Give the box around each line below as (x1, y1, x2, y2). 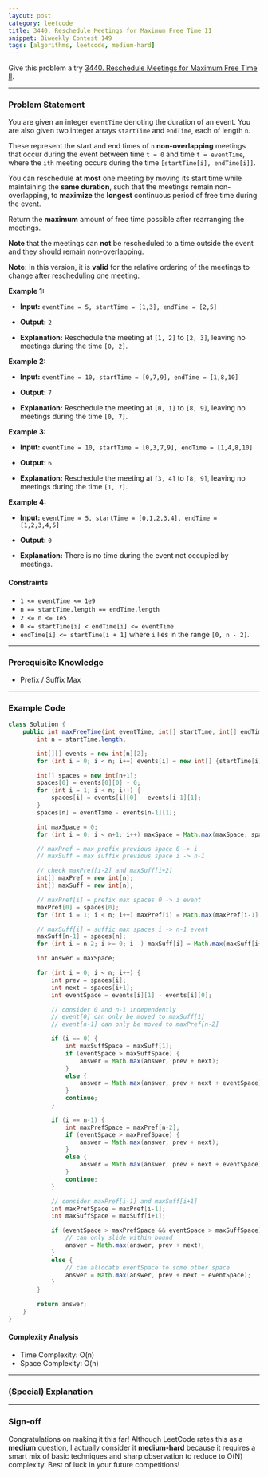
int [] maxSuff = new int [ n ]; (37, 881, 134, 890)
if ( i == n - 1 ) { (50, 1115, 105, 1124)
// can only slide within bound (65, 1234, 173, 1242)
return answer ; (37, 1301, 88, 1309)
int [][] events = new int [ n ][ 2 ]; (37, 750, 148, 758)
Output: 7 (19, 388, 52, 398)
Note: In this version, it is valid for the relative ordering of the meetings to (8, 263, 250, 272)
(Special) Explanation (8, 1386, 93, 1397)
